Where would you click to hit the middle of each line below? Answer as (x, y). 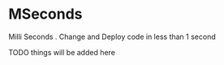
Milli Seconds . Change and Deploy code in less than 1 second (112, 37)
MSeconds (45, 14)
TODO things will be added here (62, 52)
